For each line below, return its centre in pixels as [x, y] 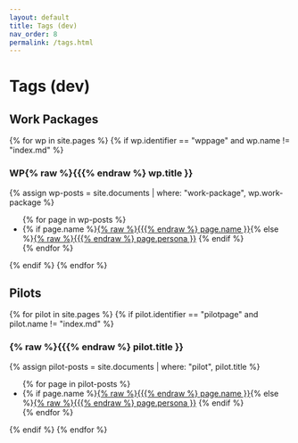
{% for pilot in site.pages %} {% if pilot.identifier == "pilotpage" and [134, 315]
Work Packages [54, 119]
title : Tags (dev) [43, 26]
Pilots [25, 293]
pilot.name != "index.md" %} [62, 324]
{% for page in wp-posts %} [74, 219]
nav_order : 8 [33, 34]
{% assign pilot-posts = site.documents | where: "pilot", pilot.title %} [135, 366]
